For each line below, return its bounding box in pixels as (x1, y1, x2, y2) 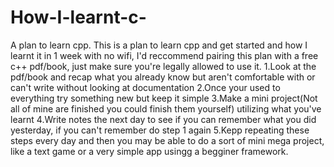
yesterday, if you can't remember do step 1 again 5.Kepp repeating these (10, 124, 310, 136)
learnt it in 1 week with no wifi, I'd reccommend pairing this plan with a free (10, 49, 319, 61)
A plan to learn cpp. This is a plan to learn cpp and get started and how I (10, 39, 308, 51)
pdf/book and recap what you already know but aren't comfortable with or (10, 71, 316, 83)
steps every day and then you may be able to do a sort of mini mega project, (10, 134, 325, 146)
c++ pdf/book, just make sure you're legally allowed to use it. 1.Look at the (10, 60, 317, 72)
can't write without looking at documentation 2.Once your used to (10, 81, 281, 93)
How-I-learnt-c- (10, 6, 147, 29)
